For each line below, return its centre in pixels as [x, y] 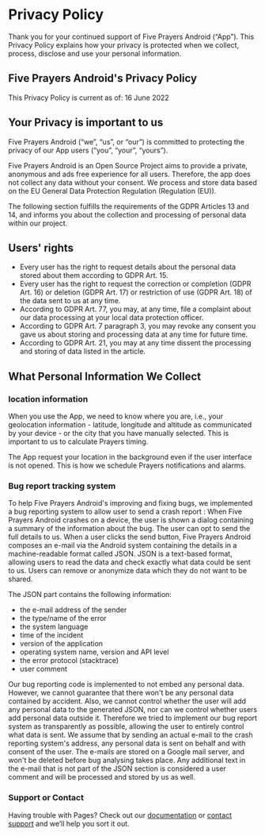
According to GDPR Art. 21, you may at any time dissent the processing [135, 343]
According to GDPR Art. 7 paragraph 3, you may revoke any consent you [138, 326]
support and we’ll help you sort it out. [69, 823]
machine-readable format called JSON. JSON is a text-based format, [120, 554]
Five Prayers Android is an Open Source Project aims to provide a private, [128, 165]
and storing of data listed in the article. [83, 352]
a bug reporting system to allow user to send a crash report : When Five [125, 512]
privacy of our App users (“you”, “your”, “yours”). [88, 150]
